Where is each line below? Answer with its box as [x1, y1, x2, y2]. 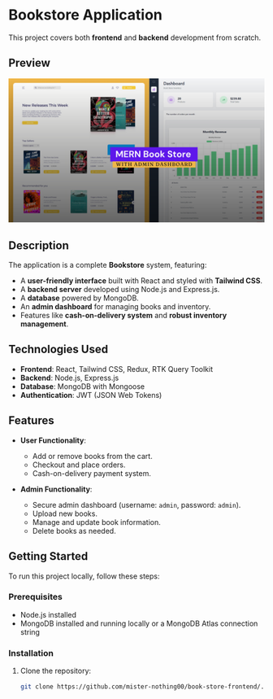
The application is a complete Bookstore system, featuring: [8, 260, 207, 270]
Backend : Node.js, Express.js [19, 373, 119, 382]
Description [8, 238, 69, 252]
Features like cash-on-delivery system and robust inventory [19, 311, 227, 321]
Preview [8, 56, 51, 70]
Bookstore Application [8, 6, 162, 24]
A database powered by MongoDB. [19, 293, 140, 303]
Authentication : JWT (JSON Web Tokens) [19, 390, 162, 400]
